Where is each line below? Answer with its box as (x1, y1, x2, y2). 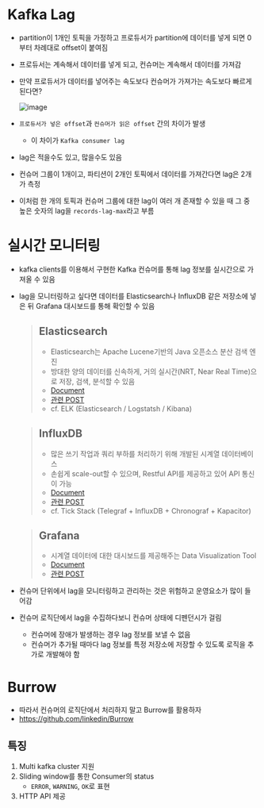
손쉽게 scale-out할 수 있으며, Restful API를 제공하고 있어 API (50, 468, 240, 478)
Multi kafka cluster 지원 (18, 762, 95, 771)
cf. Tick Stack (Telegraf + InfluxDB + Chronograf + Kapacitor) (50, 506, 251, 515)
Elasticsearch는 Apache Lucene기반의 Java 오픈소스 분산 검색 (50, 347, 248, 356)
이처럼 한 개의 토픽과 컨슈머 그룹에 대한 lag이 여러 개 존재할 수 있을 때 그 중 (18, 196, 251, 206)
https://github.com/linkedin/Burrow (18, 714, 134, 724)
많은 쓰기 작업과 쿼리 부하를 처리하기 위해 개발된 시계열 (50, 448, 220, 458)
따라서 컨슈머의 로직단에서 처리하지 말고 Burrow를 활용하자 (18, 705, 202, 715)
